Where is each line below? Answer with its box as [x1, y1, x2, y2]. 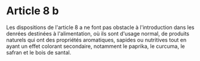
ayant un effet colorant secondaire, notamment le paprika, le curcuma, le [6, 43, 185, 50]
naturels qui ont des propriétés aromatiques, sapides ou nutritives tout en [6, 36, 187, 43]
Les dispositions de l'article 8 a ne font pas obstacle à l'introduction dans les [6, 24, 195, 31]
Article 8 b [6, 4, 59, 18]
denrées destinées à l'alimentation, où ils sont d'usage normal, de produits [6, 30, 190, 37]
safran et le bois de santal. [6, 49, 72, 56]
